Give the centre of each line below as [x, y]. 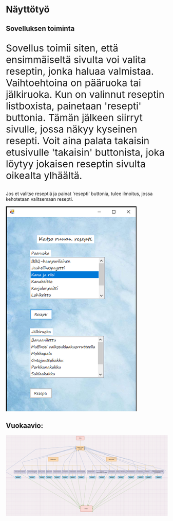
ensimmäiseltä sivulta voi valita [76, 59]
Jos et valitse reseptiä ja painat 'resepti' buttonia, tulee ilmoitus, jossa [79, 194]
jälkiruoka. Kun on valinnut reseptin [85, 94]
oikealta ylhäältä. [44, 175]
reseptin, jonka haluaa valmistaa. [80, 71]
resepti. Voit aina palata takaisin [78, 141]
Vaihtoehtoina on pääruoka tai [73, 82]
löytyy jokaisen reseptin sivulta [76, 164]
